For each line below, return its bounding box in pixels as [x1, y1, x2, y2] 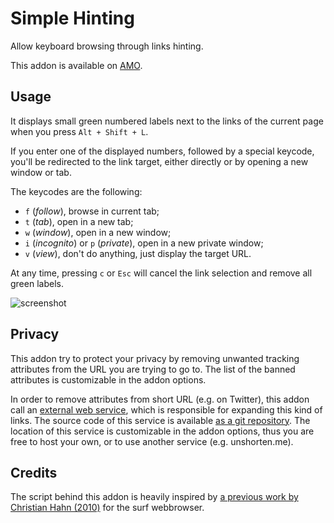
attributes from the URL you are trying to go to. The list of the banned [10, 363, 296, 375]
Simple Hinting [10, 7, 135, 30]
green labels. [10, 277, 64, 289]
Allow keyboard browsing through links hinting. [10, 40, 204, 52]
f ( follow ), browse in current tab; [24, 205, 160, 217]
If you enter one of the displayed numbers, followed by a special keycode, [10, 145, 315, 157]
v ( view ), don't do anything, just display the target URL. [24, 247, 252, 259]
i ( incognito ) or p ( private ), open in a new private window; [24, 237, 264, 249]
